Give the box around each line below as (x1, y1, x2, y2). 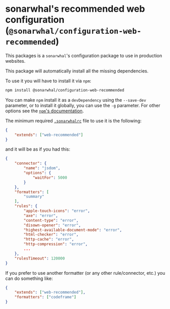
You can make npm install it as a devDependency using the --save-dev (5, 97, 147, 103)
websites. (5, 58, 26, 64)
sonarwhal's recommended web (5, 3, 145, 15)
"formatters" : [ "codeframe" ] (14, 295, 77, 300)
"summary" (23, 194, 44, 199)
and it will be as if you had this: (5, 146, 70, 152)
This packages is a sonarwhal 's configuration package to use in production (5, 52, 162, 59)
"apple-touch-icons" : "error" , (23, 208, 90, 213)
